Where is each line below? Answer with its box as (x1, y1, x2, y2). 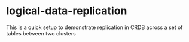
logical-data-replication (6, 4, 127, 18)
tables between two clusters (6, 30, 76, 37)
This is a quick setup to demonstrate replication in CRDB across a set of (6, 24, 184, 31)
